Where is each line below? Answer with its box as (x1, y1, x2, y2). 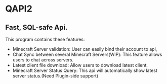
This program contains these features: (5, 36, 85, 42)
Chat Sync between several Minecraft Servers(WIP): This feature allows (12, 51, 162, 57)
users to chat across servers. (12, 57, 74, 63)
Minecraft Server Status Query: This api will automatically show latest (12, 67, 158, 73)
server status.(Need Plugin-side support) (12, 73, 99, 78)
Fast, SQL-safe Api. (5, 23, 68, 32)
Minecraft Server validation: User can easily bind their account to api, (12, 46, 157, 52)
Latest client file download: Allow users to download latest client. (12, 62, 148, 68)
